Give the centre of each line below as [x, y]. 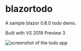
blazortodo [29, 9]
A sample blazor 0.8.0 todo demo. [41, 23]
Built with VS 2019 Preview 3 [35, 33]
